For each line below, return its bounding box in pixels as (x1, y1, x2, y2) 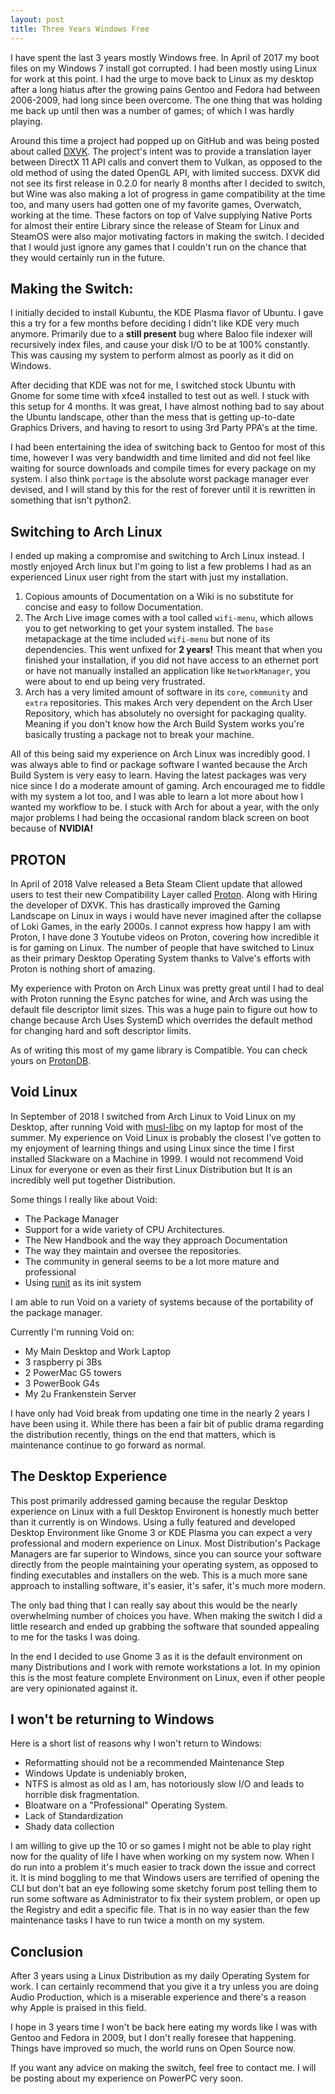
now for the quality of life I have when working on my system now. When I (10, 1851, 315, 1863)
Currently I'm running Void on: (10, 1326, 135, 1338)
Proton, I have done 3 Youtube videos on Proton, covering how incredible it (10, 931, 320, 943)
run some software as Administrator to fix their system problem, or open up (10, 1893, 321, 1905)
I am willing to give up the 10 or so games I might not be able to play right (10, 1840, 312, 1852)
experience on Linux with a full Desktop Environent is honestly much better (10, 1505, 320, 1517)
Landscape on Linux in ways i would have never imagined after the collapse (10, 909, 322, 921)
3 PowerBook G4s (24, 1377, 100, 1389)
